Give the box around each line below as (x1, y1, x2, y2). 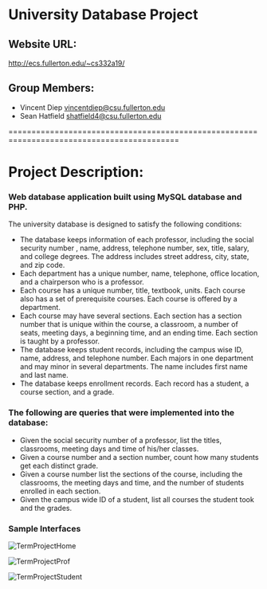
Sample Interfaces (8, 523, 81, 534)
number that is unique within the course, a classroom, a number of (19, 320, 239, 329)
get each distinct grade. (19, 461, 99, 470)
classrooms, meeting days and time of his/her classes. (19, 444, 199, 454)
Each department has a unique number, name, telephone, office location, (19, 269, 260, 278)
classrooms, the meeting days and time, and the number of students (19, 477, 245, 487)
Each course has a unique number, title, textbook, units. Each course (19, 285, 245, 296)
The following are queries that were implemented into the (8, 407, 235, 418)
